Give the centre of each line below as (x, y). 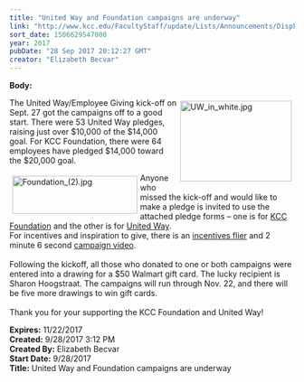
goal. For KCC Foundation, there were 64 (86, 141)
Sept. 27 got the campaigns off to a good (86, 112)
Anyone (154, 178)
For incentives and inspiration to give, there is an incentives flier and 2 (140, 235)
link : (19, 26)
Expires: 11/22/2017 (46, 330)
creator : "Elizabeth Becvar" (64, 60)
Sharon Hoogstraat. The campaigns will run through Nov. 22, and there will (148, 284)
